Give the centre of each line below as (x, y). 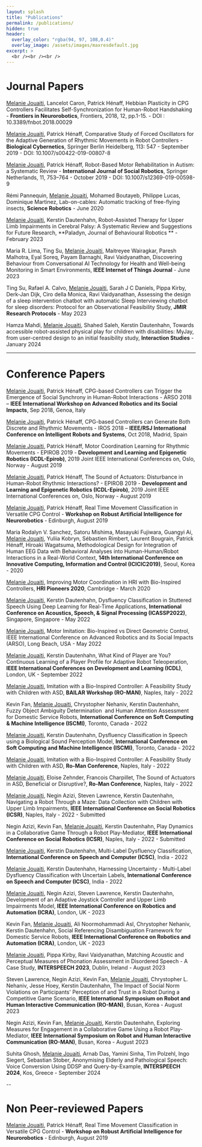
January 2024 (24, 344)
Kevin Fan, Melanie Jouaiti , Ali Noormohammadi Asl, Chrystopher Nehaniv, (99, 924)
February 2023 (25, 239)
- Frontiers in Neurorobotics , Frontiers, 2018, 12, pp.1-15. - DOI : (86, 115)
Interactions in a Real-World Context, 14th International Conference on (95, 557)
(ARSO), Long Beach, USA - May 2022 (54, 643)
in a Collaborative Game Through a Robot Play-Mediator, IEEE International (99, 833)
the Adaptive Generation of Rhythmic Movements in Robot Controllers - (95, 140)
